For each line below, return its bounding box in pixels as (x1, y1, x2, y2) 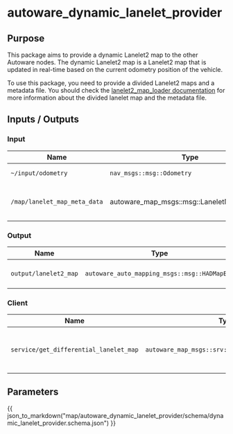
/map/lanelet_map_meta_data (10, 197, 103, 206)
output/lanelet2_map (10, 269, 78, 278)
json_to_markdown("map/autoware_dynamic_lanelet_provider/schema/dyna (7, 412, 224, 420)
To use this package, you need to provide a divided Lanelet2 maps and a (7, 79, 215, 87)
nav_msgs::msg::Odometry (110, 169, 192, 177)
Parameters (7, 386, 59, 397)
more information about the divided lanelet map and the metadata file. (7, 93, 207, 102)
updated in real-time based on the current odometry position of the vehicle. (7, 66, 223, 73)
